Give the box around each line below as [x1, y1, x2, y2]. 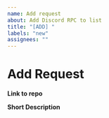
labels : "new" [7, 29, 49, 37]
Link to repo [7, 89, 43, 98]
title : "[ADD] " [7, 23, 55, 30]
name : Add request [7, 10, 61, 17]
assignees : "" [7, 36, 49, 43]
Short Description [7, 103, 61, 112]
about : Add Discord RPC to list [7, 17, 102, 24]
